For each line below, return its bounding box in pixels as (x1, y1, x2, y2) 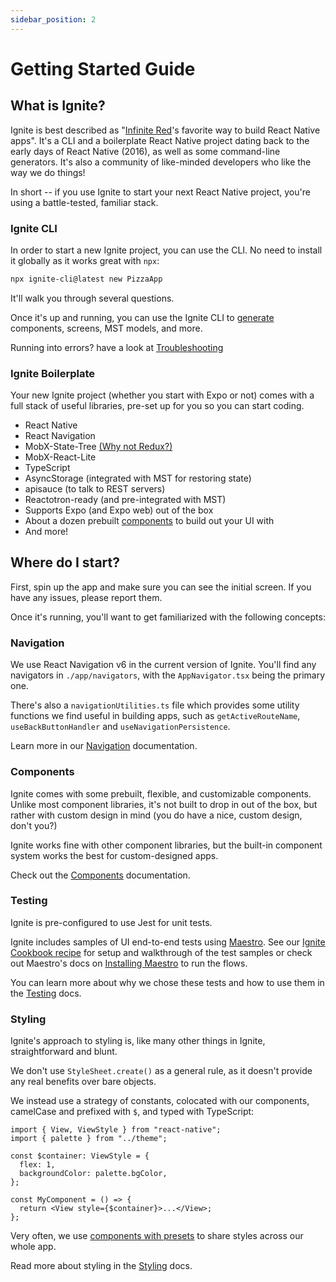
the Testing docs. (10, 987, 82, 999)
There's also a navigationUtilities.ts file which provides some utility (10, 699, 300, 711)
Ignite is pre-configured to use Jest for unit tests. (10, 916, 213, 928)
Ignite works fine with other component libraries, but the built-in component (10, 839, 323, 851)
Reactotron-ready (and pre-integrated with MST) (24, 494, 227, 506)
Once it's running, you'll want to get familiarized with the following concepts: (10, 611, 326, 623)
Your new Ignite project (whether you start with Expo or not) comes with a (10, 389, 315, 401)
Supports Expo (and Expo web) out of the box (24, 504, 214, 516)
